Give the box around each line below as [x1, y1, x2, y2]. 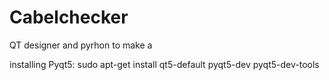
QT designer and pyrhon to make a [9, 39, 153, 51]
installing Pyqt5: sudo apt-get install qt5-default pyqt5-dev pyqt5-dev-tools [9, 58, 320, 70]
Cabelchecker [9, 6, 129, 29]
